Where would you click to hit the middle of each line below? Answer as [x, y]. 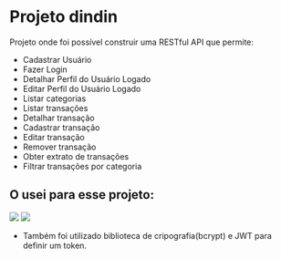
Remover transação [59, 147]
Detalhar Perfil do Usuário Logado [87, 78]
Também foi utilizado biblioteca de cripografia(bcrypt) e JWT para [147, 235]
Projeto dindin [64, 17]
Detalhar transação [58, 118]
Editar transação [53, 137]
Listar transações [55, 108]
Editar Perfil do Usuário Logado [82, 88]
